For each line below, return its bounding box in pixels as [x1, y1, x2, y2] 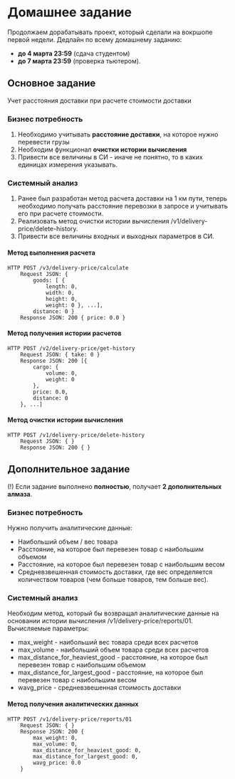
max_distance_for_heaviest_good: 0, [33, 746, 142, 754]
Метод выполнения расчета [7, 248, 96, 257]
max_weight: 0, [33, 734, 78, 741]
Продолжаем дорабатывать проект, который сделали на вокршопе [7, 28, 213, 36]
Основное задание [7, 78, 96, 90]
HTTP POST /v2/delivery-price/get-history [7, 344, 135, 352]
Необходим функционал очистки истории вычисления [17, 145, 187, 154]
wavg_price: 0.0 [33, 759, 81, 766]
